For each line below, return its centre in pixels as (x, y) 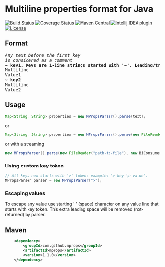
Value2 (13, 89)
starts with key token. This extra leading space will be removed (69, 209)
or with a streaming (25, 144)
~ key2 (13, 80)
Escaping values (25, 193)
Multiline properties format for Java (79, 9)
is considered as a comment (39, 60)
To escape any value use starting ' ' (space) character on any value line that (82, 204)
